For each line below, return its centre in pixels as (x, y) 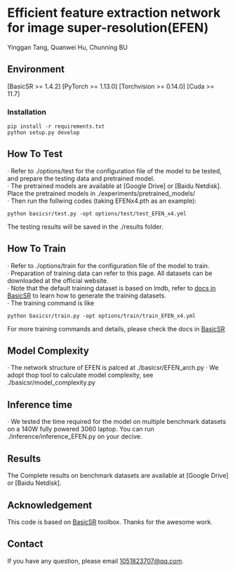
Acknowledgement (50, 505)
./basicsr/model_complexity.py (52, 383)
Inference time (40, 405)
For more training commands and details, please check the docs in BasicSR (116, 328)
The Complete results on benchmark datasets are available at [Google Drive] (118, 476)
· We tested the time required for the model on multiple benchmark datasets (117, 422)
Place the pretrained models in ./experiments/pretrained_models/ (101, 193)
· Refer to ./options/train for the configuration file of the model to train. (108, 265)
